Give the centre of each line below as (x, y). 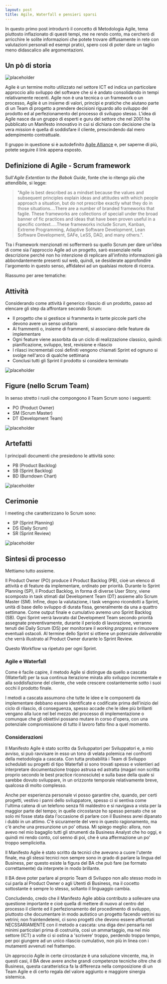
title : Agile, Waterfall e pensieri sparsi (51, 14)
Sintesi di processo (36, 559)
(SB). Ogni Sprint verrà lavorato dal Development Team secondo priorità (79, 618)
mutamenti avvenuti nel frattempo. (40, 946)
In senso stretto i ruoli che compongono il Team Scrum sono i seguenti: (78, 398)
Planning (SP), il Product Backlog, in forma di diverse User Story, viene (78, 591)
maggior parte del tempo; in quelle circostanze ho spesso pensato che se (81, 811)
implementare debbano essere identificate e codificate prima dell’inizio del (82, 703)
